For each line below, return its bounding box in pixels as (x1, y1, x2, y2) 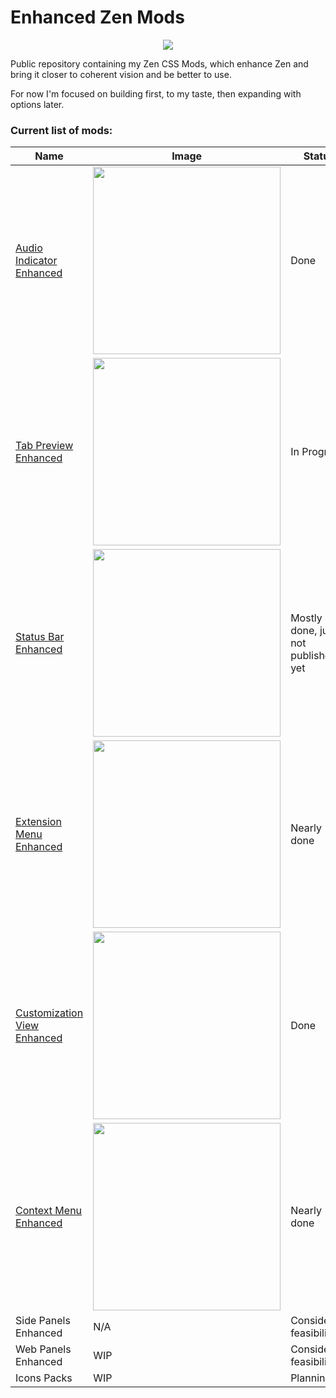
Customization (15, 1006, 84, 1020)
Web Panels (15, 1342, 72, 1356)
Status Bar (15, 630, 65, 644)
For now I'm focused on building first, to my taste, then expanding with (10, 87, 302, 100)
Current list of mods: (10, 123, 113, 137)
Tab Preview (15, 439, 74, 453)
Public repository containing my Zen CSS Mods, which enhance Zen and (10, 57, 309, 70)
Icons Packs (15, 1371, 73, 1385)
